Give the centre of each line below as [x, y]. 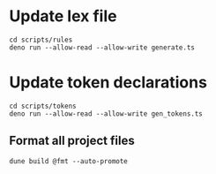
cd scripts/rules [41, 40]
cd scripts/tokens [43, 106]
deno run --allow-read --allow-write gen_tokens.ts [106, 113]
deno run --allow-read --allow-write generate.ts [102, 47]
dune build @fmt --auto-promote [68, 161]
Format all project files [72, 141]
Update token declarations [108, 83]
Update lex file [63, 16]
